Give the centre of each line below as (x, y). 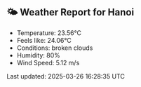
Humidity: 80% (39, 55)
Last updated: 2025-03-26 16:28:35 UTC (66, 76)
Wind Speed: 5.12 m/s (48, 62)
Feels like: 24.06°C (44, 40)
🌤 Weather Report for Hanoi (70, 12)
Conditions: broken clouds (55, 48)
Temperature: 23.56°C (49, 33)
